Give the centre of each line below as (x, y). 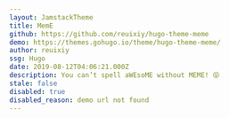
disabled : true (37, 91)
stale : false (33, 83)
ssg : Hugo (28, 59)
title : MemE (31, 26)
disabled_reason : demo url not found (79, 100)
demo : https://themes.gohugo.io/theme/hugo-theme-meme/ (115, 42)
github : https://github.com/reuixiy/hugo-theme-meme (109, 34)
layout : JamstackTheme (51, 17)
